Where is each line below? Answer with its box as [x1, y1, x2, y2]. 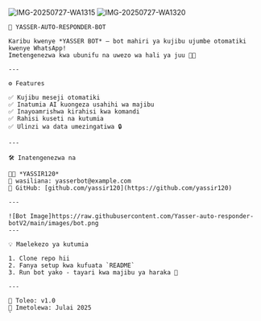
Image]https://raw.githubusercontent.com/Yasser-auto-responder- [29, 212, 254, 220]
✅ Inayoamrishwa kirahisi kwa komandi [8, 108, 140, 116]
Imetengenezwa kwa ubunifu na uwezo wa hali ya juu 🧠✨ [8, 51, 197, 60]
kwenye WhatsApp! [8, 44, 67, 52]
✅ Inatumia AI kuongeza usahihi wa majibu [8, 101, 155, 109]
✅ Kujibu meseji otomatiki [8, 93, 101, 101]
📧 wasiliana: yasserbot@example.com [8, 177, 131, 185]
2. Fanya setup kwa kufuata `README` [8, 261, 135, 270]
